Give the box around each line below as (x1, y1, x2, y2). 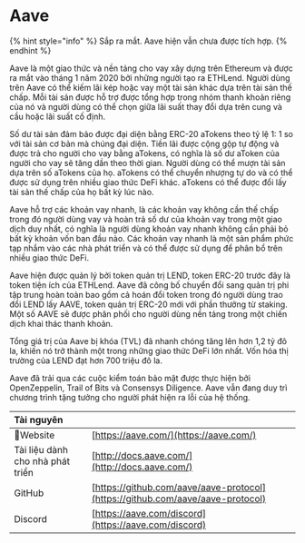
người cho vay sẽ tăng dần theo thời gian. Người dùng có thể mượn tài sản (9, 157, 286, 168)
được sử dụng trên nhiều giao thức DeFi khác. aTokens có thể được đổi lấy (9, 176, 288, 187)
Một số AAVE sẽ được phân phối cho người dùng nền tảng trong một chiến (9, 308, 288, 319)
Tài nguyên (14, 413, 64, 426)
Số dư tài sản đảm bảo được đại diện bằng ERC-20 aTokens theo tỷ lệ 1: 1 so (9, 128, 293, 139)
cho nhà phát (14, 455, 71, 468)
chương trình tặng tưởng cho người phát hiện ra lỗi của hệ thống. (9, 391, 251, 402)
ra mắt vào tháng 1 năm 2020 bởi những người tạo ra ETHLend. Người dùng (9, 72, 290, 83)
